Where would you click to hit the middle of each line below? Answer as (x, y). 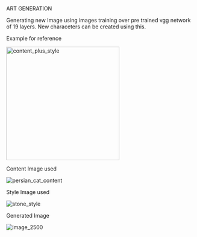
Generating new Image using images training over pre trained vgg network (98, 21)
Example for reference (34, 39)
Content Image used (32, 169)
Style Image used (28, 192)
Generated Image (28, 216)
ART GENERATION (29, 8)
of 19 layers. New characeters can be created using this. (76, 27)
